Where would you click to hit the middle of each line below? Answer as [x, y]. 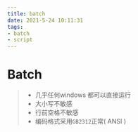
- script [20, 40]
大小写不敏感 [54, 104]
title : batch [26, 14]
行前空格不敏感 [57, 112]
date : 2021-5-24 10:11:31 [45, 20]
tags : [15, 27]
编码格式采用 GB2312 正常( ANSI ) [81, 121]
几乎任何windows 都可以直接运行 [83, 95]
